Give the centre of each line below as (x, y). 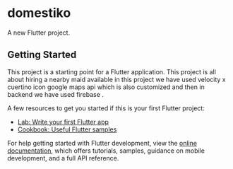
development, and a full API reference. (63, 158)
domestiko (39, 13)
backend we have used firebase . (56, 94)
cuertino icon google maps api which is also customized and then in (106, 87)
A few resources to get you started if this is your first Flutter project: (106, 108)
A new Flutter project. (39, 33)
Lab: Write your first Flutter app (63, 122)
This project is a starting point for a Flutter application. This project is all (112, 71)
